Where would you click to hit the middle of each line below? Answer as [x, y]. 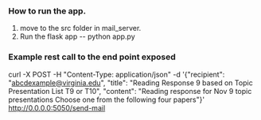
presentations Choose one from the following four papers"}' [107, 99]
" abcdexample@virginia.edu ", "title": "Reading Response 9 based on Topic [130, 82]
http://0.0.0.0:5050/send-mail [57, 107]
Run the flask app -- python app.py [77, 36]
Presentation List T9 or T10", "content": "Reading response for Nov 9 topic [130, 91]
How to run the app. [47, 11]
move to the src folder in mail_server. [80, 28]
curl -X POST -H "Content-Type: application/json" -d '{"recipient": [117, 74]
